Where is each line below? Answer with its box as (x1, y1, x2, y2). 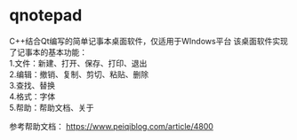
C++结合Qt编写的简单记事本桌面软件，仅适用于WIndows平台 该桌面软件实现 (9, 35, 289, 46)
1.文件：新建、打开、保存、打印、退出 (9, 58, 148, 68)
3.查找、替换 (9, 80, 56, 90)
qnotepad (9, 5, 83, 26)
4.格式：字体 (9, 90, 56, 102)
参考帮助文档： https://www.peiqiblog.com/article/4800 (9, 121, 213, 131)
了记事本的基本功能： (9, 46, 87, 58)
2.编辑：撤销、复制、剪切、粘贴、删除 (9, 68, 149, 80)
